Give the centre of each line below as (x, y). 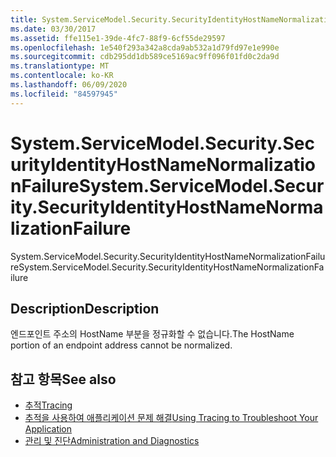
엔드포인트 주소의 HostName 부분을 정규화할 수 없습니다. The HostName (152, 334)
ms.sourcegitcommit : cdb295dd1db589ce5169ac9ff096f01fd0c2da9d (145, 57)
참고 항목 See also (63, 379)
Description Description (85, 308)
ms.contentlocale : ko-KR (62, 76)
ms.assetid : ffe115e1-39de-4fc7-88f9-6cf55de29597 (118, 38)
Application (48, 429)
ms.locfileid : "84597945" (64, 94)
